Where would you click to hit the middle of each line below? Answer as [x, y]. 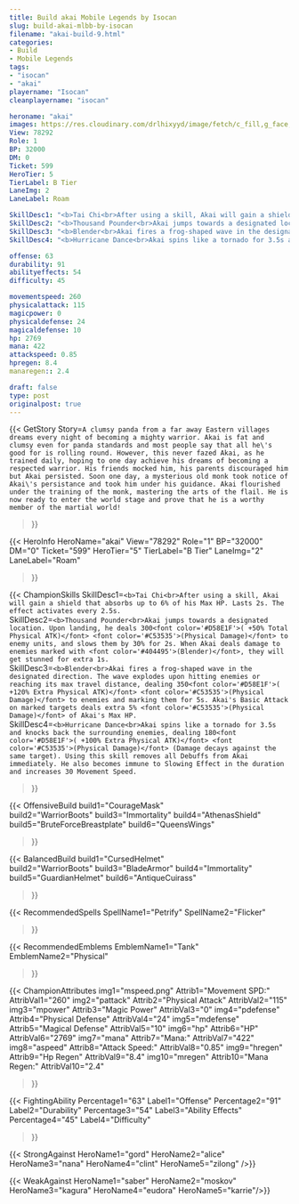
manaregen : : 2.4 [39, 371]
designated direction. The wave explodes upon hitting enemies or [135, 677]
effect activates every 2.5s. [65, 611]
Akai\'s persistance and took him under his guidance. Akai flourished [145, 485]
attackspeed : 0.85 [43, 355]
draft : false [33, 387]
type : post [29, 396]
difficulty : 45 [37, 281]
